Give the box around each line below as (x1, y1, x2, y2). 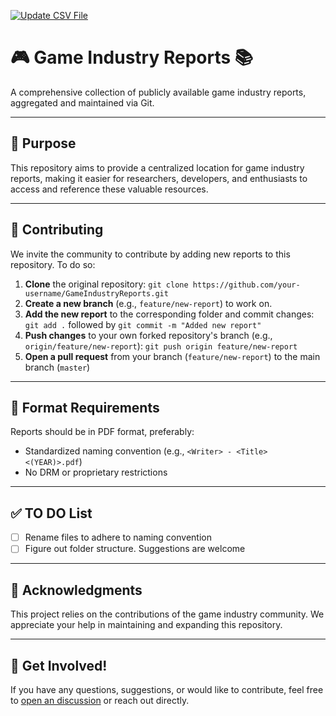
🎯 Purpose (10, 135, 77, 152)
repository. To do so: (10, 258, 96, 270)
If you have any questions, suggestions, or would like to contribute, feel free (10, 683, 324, 695)
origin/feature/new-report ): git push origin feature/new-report (24, 340, 298, 352)
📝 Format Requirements (10, 399, 160, 416)
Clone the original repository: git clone (24, 278, 189, 290)
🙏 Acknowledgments (10, 581, 143, 599)
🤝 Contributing (10, 221, 104, 239)
